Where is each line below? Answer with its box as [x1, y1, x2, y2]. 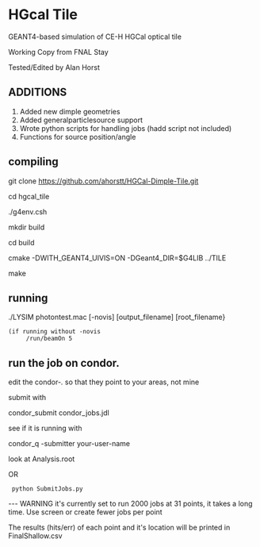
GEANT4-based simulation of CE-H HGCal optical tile [8, 32, 182, 41]
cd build [8, 237, 35, 247]
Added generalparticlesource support [19, 115, 143, 125]
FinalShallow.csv [8, 531, 63, 541]
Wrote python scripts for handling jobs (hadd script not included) [19, 123, 232, 133]
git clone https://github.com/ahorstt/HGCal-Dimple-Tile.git [8, 176, 199, 186]
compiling [8, 155, 59, 168]
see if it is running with [8, 423, 82, 433]
